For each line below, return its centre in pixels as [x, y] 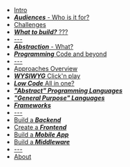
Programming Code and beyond [60, 54]
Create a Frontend [40, 127]
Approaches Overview [46, 69]
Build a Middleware [42, 142]
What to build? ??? [41, 32]
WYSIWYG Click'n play [47, 76]
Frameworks [32, 105]
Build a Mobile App [41, 135]
